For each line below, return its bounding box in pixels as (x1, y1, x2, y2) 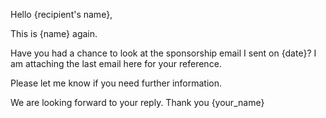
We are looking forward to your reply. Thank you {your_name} (10, 97, 265, 108)
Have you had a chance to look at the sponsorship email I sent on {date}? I (10, 47, 317, 59)
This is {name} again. (10, 28, 98, 39)
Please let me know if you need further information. (10, 77, 223, 89)
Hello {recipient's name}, (10, 9, 113, 20)
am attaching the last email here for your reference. (10, 58, 222, 69)
